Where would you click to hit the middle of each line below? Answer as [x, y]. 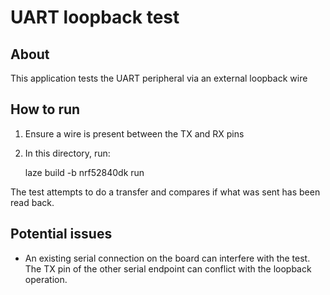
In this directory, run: [67, 153]
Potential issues [61, 234]
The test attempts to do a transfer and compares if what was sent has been [165, 192]
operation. [46, 279]
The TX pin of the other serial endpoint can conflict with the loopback [168, 268]
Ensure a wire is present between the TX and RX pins [134, 133]
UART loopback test [95, 17]
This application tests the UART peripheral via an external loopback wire [159, 78]
